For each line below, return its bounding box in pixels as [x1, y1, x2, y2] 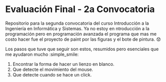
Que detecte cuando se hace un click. [12, 71, 92, 77]
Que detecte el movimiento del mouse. [12, 66, 94, 72]
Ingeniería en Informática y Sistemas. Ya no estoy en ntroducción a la [5, 25, 150, 31]
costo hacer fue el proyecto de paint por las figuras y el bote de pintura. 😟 [5, 36, 161, 42]
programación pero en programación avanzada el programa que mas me [5, 31, 157, 37]
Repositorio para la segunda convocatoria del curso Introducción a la [5, 20, 149, 26]
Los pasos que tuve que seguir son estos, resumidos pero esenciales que [5, 46, 159, 52]
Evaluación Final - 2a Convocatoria [5, 4, 155, 15]
